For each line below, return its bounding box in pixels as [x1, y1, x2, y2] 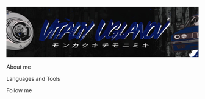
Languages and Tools [6, 75, 61, 83]
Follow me [6, 87, 32, 94]
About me [6, 63, 31, 70]
